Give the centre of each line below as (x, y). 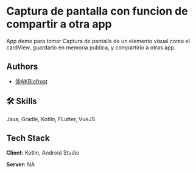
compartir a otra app (59, 24)
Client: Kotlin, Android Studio (43, 153)
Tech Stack (28, 138)
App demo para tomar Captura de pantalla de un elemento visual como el (98, 41)
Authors (22, 67)
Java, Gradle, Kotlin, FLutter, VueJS (51, 119)
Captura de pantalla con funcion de (97, 11)
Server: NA (21, 164)
